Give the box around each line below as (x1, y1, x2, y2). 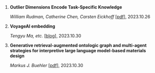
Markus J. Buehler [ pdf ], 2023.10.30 (9, 63, 83, 68)
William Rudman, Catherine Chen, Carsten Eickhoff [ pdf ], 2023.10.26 (9, 14, 151, 19)
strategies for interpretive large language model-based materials (9, 48, 147, 53)
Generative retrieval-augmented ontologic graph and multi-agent (9, 42, 147, 48)
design (9, 53, 25, 59)
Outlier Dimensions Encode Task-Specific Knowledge (9, 4, 122, 10)
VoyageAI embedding (9, 23, 55, 29)
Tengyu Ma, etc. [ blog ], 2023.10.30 (9, 33, 81, 38)
